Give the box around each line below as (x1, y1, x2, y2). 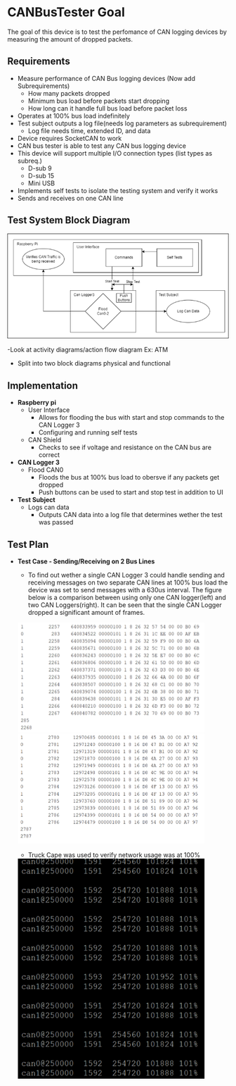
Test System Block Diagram (7, 214, 131, 226)
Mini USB (27, 179, 55, 187)
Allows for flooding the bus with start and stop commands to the (38, 413, 225, 422)
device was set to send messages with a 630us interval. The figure (27, 585, 223, 594)
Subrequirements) (17, 82, 70, 90)
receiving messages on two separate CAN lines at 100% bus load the (27, 578, 228, 587)
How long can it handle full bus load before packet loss (27, 104, 188, 113)
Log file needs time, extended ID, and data (27, 126, 151, 135)
